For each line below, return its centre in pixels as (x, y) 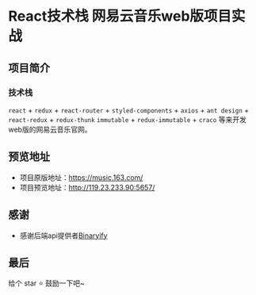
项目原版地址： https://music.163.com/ (81, 177)
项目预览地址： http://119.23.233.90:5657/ (87, 187)
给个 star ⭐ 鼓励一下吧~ (47, 283)
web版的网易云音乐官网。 (50, 129)
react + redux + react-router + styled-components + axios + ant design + (129, 110)
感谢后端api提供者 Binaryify (64, 236)
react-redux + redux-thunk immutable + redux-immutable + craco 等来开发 (128, 119)
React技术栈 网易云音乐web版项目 (120, 16)
